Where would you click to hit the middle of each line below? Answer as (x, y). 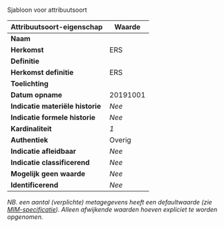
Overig (120, 140)
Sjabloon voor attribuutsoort (47, 10)
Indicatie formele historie (53, 117)
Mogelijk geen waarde (48, 173)
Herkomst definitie (42, 72)
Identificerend (35, 185)
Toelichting (30, 83)
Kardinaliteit (31, 128)
